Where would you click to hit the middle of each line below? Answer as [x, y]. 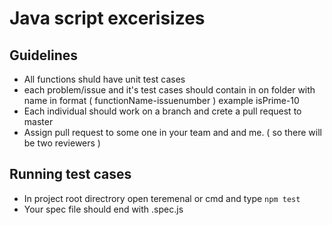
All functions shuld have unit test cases [104, 79]
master [38, 121]
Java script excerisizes [107, 18]
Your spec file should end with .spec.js [103, 209]
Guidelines [43, 55]
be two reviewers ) [62, 143]
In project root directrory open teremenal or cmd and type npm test [162, 198]
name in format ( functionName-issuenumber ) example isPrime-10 [161, 100]
